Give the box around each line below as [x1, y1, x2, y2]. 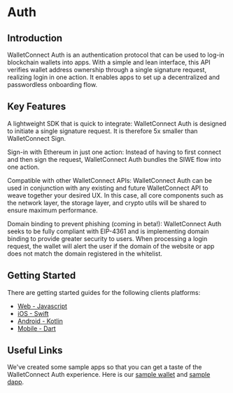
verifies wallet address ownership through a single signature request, [7, 66, 207, 74]
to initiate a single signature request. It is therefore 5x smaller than [7, 127, 198, 135]
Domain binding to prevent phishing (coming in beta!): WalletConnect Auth [7, 219, 222, 228]
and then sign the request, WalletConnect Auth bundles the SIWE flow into [7, 155, 222, 163]
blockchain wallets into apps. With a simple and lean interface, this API [7, 58, 211, 67]
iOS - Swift [17, 309, 49, 317]
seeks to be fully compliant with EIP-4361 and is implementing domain [7, 227, 209, 235]
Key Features [7, 101, 66, 113]
